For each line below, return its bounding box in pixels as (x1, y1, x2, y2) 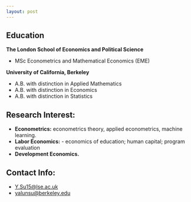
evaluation (14, 144, 40, 151)
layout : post (6, 8, 38, 15)
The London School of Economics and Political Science (6, 46, 144, 53)
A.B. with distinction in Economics (14, 87, 97, 94)
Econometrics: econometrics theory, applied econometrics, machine (14, 125, 183, 133)
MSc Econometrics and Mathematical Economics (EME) (14, 57, 150, 65)
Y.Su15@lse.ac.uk (14, 183, 58, 190)
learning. (14, 132, 37, 139)
